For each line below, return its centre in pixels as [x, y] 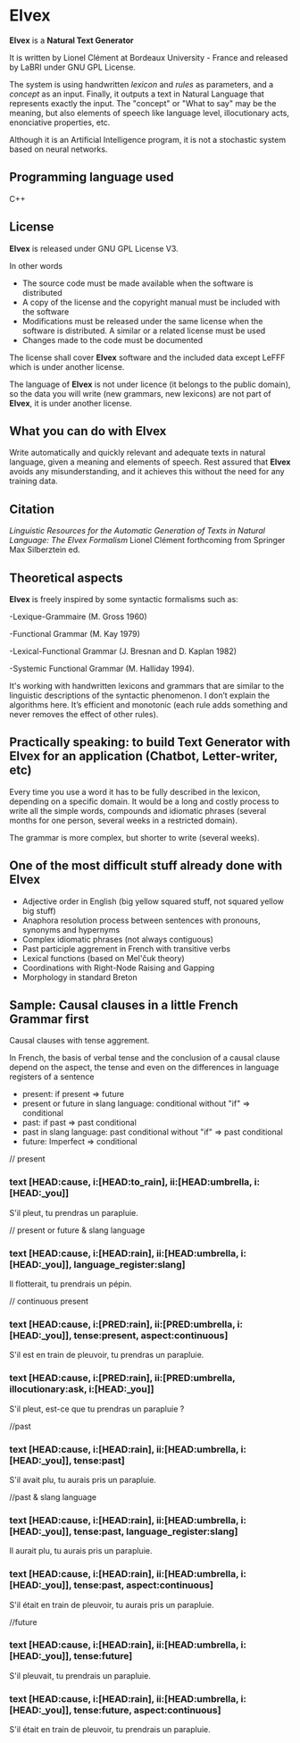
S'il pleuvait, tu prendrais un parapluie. [80, 1675]
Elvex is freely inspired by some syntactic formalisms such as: [124, 599]
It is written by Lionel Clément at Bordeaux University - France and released [149, 57]
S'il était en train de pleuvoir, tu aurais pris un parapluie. [112, 1605]
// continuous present [49, 1302]
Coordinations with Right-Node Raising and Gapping [118, 968]
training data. [33, 481]
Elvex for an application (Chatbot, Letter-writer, [144, 756]
